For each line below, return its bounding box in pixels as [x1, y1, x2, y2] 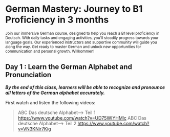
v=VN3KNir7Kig [17, 126, 51, 132]
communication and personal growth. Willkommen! [5, 49, 95, 54]
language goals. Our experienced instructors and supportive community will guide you [5, 39, 157, 45]
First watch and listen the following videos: [5, 99, 96, 105]
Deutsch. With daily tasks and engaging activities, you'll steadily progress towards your [5, 35, 159, 40]
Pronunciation [5, 71, 52, 79]
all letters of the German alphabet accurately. [5, 89, 105, 96]
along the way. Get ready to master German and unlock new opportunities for [5, 44, 141, 49]
